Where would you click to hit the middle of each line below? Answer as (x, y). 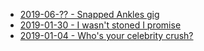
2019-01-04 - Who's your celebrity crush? (106, 35)
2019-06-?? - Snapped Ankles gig (89, 14)
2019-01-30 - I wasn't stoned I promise (100, 25)
